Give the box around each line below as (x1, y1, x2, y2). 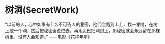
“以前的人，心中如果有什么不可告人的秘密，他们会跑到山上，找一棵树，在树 (5, 22, 158, 27)
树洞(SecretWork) (5, 4, 79, 16)
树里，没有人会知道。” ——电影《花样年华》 (5, 34, 92, 40)
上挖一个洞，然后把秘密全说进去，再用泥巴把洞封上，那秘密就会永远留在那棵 (5, 27, 160, 33)
